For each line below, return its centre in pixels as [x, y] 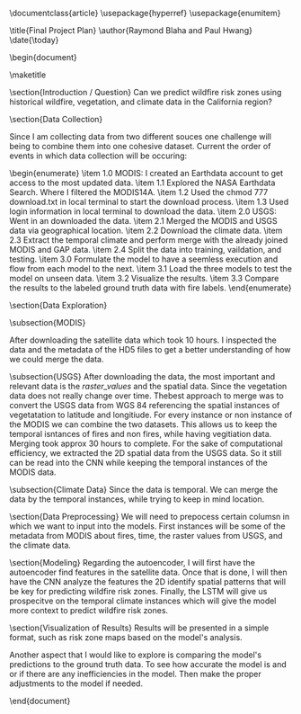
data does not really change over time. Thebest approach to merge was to [147, 396]
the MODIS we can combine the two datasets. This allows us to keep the [143, 424]
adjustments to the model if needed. [76, 683]
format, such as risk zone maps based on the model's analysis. [126, 637]
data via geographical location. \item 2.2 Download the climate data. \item [146, 230]
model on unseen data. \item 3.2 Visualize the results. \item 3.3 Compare [144, 278]
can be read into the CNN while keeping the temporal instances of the [138, 463]
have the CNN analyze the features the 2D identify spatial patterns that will [147, 582]
